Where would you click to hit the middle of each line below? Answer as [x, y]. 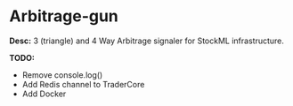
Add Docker [44, 94]
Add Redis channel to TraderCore [83, 84]
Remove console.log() [62, 75]
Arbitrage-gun [64, 16]
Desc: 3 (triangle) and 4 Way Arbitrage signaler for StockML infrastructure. [147, 41]
